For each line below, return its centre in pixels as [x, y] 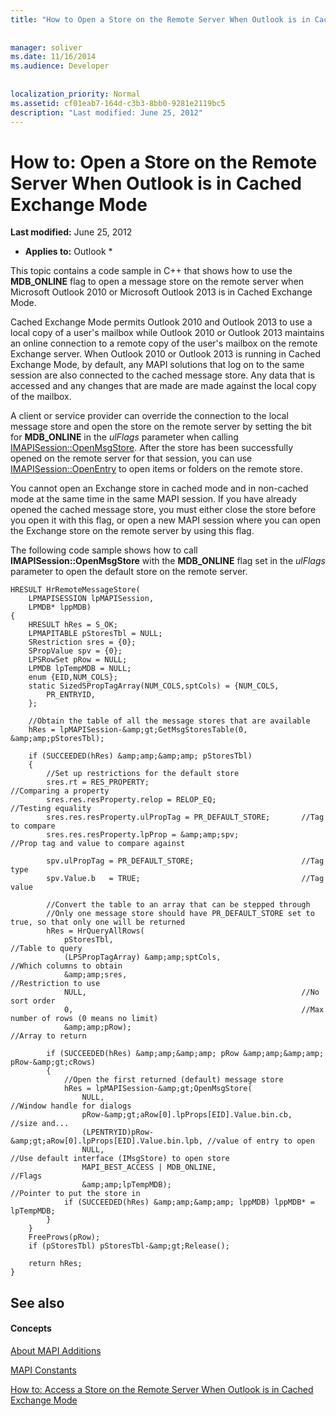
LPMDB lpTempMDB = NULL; [80, 669]
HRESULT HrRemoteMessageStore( [75, 590]
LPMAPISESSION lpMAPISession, [91, 599]
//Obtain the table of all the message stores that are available [169, 721]
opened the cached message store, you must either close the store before [163, 510]
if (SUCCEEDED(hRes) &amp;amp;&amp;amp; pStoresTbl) [140, 756]
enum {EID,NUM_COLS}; [73, 677]
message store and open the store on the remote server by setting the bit [161, 427]
